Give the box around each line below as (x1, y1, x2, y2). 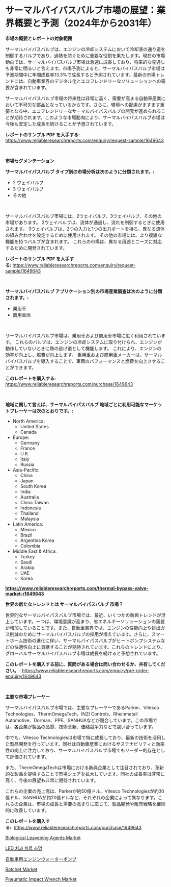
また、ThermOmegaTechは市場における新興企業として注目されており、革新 (5, 764, 164, 771)
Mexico (20, 526, 36, 532)
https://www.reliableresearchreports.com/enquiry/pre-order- (22, 667, 150, 674)
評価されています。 (9, 753, 50, 759)
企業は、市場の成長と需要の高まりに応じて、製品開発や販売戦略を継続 (18, 801, 166, 807)
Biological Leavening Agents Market (5, 834, 81, 841)
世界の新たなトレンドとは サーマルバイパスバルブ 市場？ (5, 601, 124, 607)
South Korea (20, 483, 47, 489)
